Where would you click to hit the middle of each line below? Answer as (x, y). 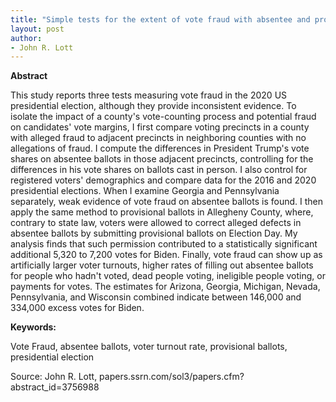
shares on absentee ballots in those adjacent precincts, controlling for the (162, 159)
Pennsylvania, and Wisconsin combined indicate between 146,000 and (156, 297)
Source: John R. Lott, (54, 377)
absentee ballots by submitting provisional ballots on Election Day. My (154, 233)
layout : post (37, 29)
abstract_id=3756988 (55, 387)
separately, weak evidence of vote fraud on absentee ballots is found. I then (166, 202)
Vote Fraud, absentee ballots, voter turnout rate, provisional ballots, (149, 347)
